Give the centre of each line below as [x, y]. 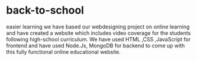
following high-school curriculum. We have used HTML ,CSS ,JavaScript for [98, 39]
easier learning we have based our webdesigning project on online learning [98, 27]
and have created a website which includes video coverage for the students [98, 33]
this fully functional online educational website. [64, 52]
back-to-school [45, 10]
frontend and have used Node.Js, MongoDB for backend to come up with [96, 46]
